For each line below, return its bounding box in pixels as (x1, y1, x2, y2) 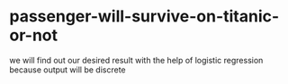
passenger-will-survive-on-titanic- (9, 6, 280, 27)
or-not (9, 25, 58, 46)
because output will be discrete (9, 64, 126, 75)
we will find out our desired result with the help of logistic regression (9, 55, 264, 65)
